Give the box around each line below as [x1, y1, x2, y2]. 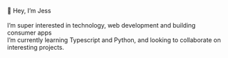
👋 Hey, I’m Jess [7, 7, 51, 14]
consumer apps [7, 28, 52, 37]
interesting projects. [7, 43, 64, 51]
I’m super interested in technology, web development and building [7, 21, 196, 29]
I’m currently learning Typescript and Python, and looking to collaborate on [7, 36, 221, 44]
